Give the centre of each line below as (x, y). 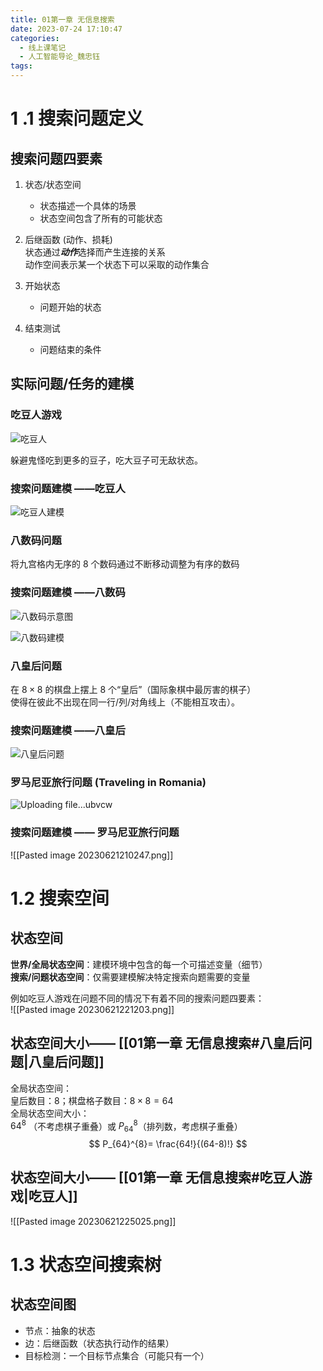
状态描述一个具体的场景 (88, 205)
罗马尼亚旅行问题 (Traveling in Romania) (108, 783)
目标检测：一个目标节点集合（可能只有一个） (117, 1355)
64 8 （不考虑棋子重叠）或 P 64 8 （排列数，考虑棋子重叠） (126, 1126)
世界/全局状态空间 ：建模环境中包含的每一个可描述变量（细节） (139, 964)
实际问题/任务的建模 (72, 384)
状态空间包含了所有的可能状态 (101, 218)
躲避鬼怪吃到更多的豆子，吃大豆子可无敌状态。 (106, 460)
